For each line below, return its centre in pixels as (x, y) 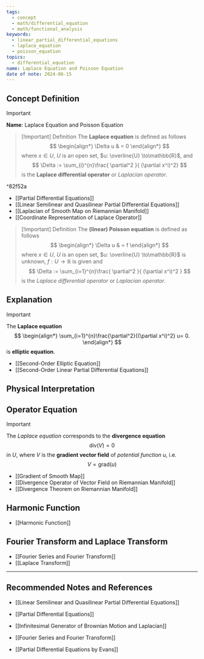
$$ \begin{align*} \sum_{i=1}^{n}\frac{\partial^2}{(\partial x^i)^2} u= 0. (102, 336)
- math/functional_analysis (47, 29)
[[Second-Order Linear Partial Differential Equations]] (82, 370)
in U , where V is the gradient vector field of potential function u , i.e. (92, 455)
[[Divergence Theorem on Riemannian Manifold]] (76, 489)
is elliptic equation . (31, 351)
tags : (13, 12)
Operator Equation (42, 409)
